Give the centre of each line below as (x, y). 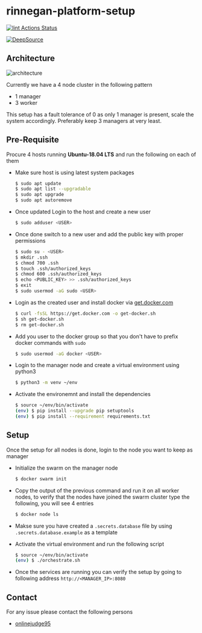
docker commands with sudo (50, 342)
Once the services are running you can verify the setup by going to (98, 572)
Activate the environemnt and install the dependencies (83, 394)
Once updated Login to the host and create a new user (83, 212)
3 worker (26, 102)
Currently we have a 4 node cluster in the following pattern (79, 84)
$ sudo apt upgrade (39, 195)
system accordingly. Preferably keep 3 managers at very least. (84, 121)
